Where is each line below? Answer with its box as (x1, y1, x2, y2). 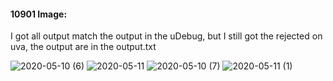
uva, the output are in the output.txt (10, 41, 157, 53)
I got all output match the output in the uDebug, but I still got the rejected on (10, 30, 323, 42)
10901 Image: (10, 8, 68, 20)
